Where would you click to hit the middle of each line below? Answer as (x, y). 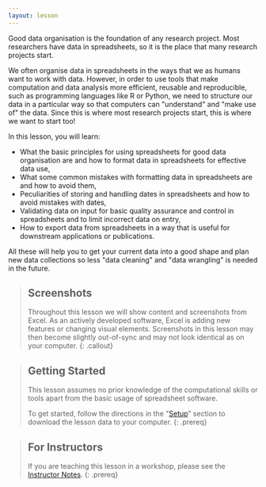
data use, (35, 168)
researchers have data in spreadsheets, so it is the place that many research (133, 46)
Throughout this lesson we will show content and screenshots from (137, 312)
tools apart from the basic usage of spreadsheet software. (123, 398)
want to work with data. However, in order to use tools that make (114, 79)
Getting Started (66, 371)
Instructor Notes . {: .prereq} (73, 475)
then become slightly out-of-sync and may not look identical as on (136, 337)
